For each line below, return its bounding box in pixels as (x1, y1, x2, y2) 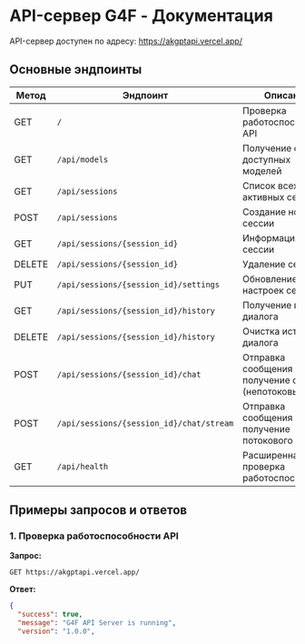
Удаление (241, 257, 286, 270)
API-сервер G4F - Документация (9, 5, 274, 26)
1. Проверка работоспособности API (9, 529, 179, 542)
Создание (241, 206, 286, 218)
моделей (241, 165, 282, 177)
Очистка (241, 325, 280, 337)
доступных (241, 153, 291, 166)
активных (241, 190, 285, 203)
